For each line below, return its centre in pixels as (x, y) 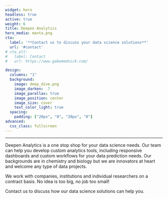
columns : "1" (23, 75)
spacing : (19, 112)
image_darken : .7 (32, 89)
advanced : (15, 121)
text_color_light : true (39, 108)
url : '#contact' (26, 47)
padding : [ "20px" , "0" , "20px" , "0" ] (53, 117)
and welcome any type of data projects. (46, 166)
